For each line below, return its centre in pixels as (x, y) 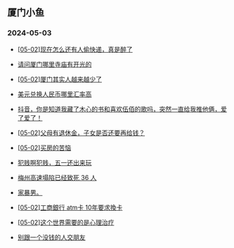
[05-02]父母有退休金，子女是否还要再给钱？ (81, 133)
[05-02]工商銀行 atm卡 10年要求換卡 (70, 207)
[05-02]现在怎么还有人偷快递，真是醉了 (75, 49)
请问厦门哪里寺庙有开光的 (54, 64)
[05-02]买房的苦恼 (44, 148)
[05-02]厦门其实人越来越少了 (59, 79)
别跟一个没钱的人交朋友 (51, 237)
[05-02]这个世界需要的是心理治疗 (66, 222)
